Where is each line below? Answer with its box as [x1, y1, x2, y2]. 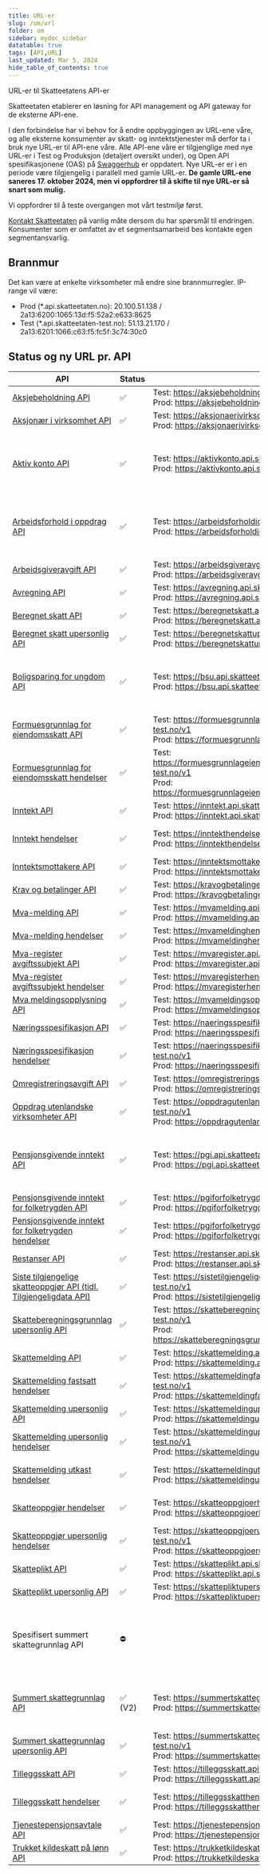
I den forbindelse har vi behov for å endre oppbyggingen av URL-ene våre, [8, 125, 254, 134]
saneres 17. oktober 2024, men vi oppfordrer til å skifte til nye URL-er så [8, 176, 250, 186]
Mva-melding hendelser [12, 930, 104, 941]
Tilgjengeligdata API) [12, 1291, 91, 1303]
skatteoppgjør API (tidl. [12, 1281, 98, 1292]
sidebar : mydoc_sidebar [8, 34, 88, 42]
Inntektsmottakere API [12, 861, 96, 872]
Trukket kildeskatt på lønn [12, 1842, 109, 1853]
